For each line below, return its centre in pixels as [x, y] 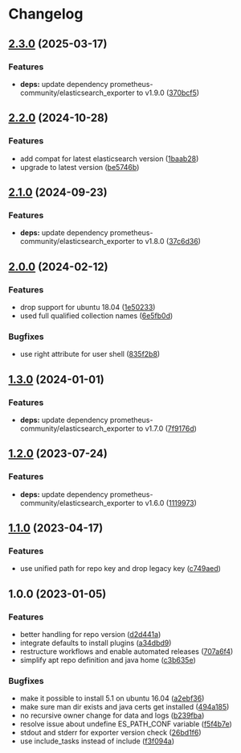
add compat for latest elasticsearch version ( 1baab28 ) [109, 159]
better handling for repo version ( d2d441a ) [90, 634]
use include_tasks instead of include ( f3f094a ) [97, 741]
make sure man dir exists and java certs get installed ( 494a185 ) [125, 707]
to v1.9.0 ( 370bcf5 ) [167, 93]
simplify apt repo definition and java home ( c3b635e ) [108, 660]
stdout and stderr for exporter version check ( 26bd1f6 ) [111, 733]
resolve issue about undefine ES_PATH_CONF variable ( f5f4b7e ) [126, 724]
